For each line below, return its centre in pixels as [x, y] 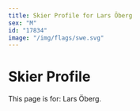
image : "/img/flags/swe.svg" [56, 38]
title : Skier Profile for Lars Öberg [70, 15]
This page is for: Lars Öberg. [55, 99]
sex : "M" [23, 23]
